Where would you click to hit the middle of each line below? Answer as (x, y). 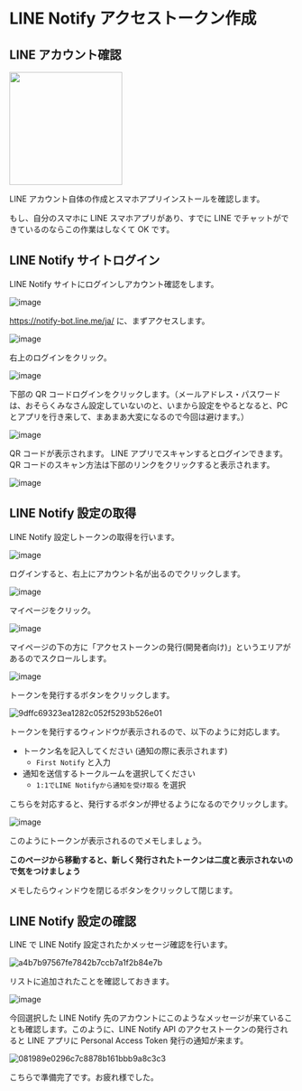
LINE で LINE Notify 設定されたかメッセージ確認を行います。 (121, 945)
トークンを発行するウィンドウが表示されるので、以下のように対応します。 (147, 732)
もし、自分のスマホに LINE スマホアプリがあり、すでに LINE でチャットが (145, 218)
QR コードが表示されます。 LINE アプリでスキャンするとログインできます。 (149, 453)
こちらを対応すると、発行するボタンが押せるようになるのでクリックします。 (151, 804)
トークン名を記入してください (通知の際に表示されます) (125, 751)
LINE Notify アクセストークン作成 (133, 19)
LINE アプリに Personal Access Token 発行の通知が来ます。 (137, 1040)
